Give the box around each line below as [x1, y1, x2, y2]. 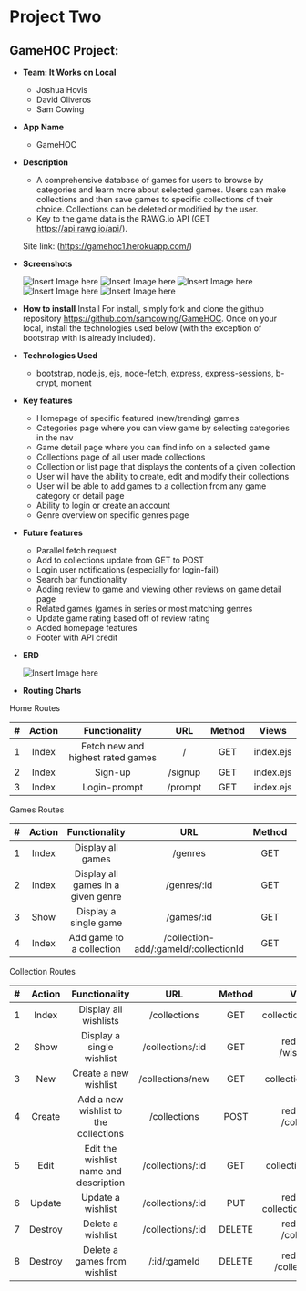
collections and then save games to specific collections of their [36, 194, 273, 204]
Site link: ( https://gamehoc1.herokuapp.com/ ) [22, 241, 193, 252]
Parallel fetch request [36, 545, 117, 555]
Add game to [68, 932, 125, 944]
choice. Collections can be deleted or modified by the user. [36, 203, 259, 214]
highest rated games [68, 751, 158, 763]
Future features [22, 527, 84, 538]
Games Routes [9, 804, 65, 815]
